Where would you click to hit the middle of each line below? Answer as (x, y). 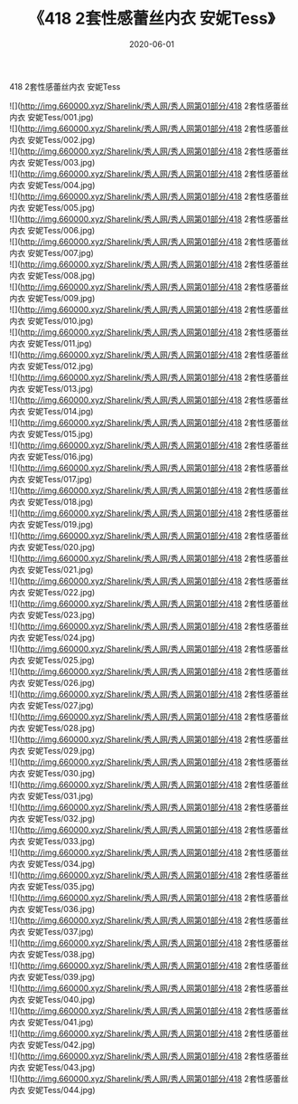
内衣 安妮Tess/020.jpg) (52, 547)
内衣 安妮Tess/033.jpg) (52, 841)
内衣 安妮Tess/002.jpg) (52, 139)
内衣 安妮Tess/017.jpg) (51, 479)
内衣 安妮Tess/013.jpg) (51, 388)
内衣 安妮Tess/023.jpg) (52, 614)
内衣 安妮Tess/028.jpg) (52, 728)
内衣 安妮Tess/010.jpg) (51, 320)
